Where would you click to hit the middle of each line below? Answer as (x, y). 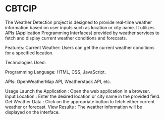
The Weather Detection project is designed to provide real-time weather (79, 22)
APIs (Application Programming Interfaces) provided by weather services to (82, 33)
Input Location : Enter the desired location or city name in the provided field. (83, 96)
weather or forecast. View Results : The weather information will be (74, 107)
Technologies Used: (26, 62)
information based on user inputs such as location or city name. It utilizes (80, 27)
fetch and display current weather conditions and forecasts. (66, 38)
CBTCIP (21, 9)
